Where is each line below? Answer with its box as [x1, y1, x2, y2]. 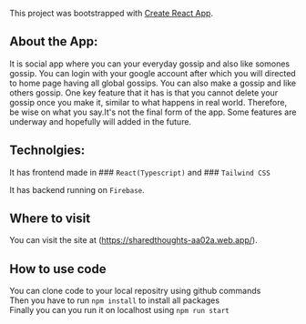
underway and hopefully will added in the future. [9, 116, 192, 127]
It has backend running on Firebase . [9, 184, 146, 195]
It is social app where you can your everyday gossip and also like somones [9, 58, 290, 69]
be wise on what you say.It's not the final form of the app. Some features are [9, 106, 297, 117]
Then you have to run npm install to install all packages [9, 295, 220, 306]
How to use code [9, 261, 107, 277]
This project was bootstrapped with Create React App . [9, 8, 214, 18]
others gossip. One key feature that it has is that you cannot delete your [9, 86, 279, 98]
